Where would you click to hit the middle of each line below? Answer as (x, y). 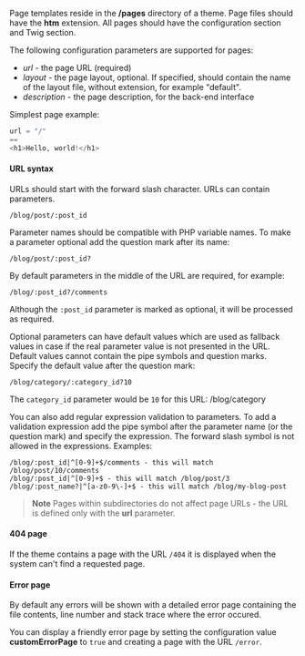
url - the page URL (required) (77, 68)
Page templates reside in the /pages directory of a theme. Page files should (152, 13)
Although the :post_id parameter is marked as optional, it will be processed (151, 309)
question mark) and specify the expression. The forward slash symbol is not (152, 436)
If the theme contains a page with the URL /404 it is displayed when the (142, 554)
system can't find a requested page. (77, 564)
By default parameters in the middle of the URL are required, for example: (147, 275)
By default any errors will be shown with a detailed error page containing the (153, 605)
